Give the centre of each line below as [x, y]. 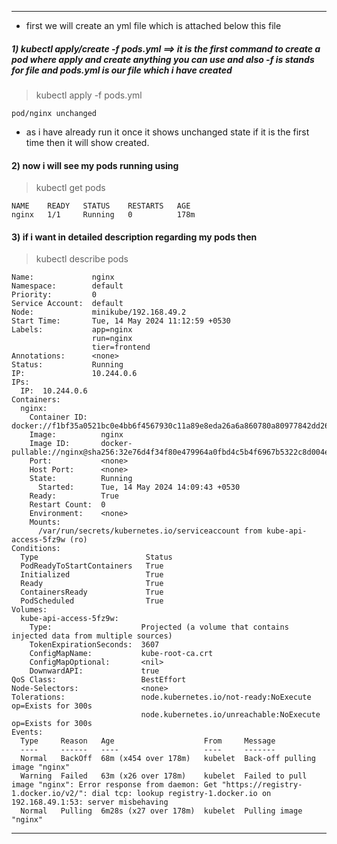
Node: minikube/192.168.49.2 [99, 312]
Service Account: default [67, 304]
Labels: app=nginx [72, 330]
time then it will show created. [87, 142]
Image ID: [50, 444]
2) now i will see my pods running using [95, 165]
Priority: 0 [54, 295]
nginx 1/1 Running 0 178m [103, 215]
